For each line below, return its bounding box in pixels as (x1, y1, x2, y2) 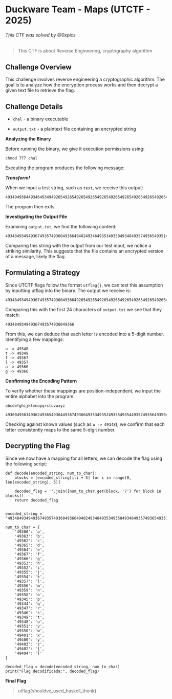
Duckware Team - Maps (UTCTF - (5, 4, 150, 15)
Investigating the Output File (5, 213, 68, 220)
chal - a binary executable (12, 116, 69, 122)
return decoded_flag (14, 497, 58, 503)
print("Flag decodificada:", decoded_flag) (5, 669, 100, 674)
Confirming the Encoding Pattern (5, 378, 77, 384)
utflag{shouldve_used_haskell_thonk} (17, 688, 97, 694)
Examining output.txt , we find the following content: (5, 224, 117, 230)
